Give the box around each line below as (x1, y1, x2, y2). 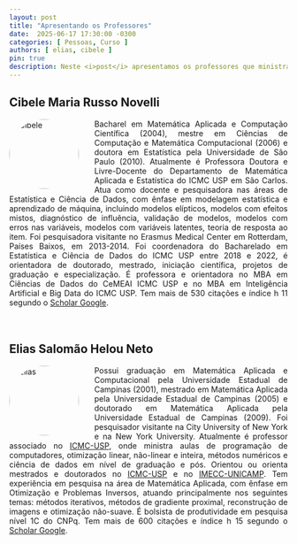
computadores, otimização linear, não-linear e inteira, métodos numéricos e (9, 449, 288, 460)
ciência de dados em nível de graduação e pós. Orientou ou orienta (9, 459, 288, 470)
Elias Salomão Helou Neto (9, 341, 154, 356)
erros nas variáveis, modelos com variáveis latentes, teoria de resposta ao (9, 222, 288, 233)
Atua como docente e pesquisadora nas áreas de (94, 184, 288, 195)
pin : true (9, 54, 46, 63)
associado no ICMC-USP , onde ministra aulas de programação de (9, 440, 288, 451)
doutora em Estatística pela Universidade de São (94, 147, 288, 157)
